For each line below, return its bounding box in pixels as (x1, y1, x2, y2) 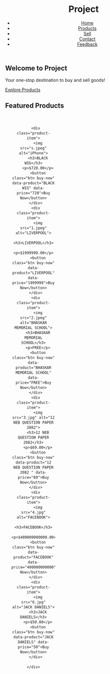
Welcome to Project (5, 64, 67, 72)
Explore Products (5, 87, 41, 93)
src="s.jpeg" (19, 146, 47, 151)
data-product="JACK (13, 635, 54, 640)
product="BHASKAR (15, 365, 51, 370)
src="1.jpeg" (19, 225, 47, 230)
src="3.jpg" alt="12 (12, 415, 55, 420)
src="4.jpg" (21, 510, 46, 515)
